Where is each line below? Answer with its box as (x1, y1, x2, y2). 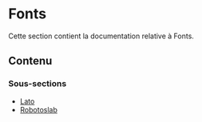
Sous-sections (8, 78, 67, 89)
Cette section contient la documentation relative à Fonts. (8, 31, 194, 41)
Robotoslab (19, 104, 58, 114)
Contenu (8, 54, 53, 68)
